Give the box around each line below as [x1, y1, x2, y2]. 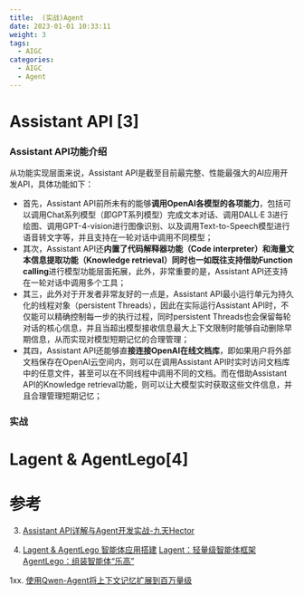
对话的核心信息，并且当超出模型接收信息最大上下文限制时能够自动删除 [22, 322, 285, 333]
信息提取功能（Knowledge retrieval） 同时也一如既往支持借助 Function [30, 254, 293, 265]
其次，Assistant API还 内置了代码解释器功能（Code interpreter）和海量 [22, 244, 287, 254]
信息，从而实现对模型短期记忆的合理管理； [30, 334, 190, 345]
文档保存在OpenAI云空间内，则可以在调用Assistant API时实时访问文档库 [22, 357, 290, 368]
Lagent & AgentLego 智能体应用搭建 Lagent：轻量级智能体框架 [22, 544, 256, 555]
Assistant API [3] [9, 110, 139, 131]
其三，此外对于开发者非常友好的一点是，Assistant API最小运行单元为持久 [22, 289, 294, 300]
